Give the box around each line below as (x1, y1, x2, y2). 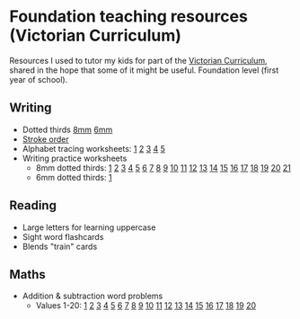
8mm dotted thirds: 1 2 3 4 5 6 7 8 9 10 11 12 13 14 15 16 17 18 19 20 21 (35, 162, 292, 173)
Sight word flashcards (22, 231, 104, 242)
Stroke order (22, 133, 69, 145)
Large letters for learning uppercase (22, 222, 156, 233)
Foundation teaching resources (9, 6, 249, 27)
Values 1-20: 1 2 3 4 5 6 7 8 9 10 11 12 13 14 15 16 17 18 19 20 (35, 300, 257, 311)
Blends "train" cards (22, 241, 98, 252)
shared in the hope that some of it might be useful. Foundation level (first (9, 65, 279, 75)
